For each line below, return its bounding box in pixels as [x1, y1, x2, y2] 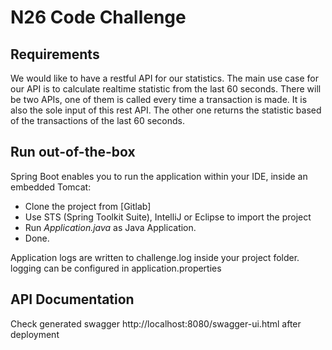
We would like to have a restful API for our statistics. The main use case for [10, 72, 320, 84]
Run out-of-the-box [10, 144, 136, 161]
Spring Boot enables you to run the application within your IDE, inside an [10, 170, 308, 182]
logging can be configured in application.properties [10, 262, 222, 274]
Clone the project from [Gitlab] [24, 200, 152, 212]
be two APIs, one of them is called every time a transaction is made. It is [10, 94, 308, 105]
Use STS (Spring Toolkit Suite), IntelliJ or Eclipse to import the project [24, 211, 312, 223]
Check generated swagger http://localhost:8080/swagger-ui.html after [10, 317, 302, 330]
